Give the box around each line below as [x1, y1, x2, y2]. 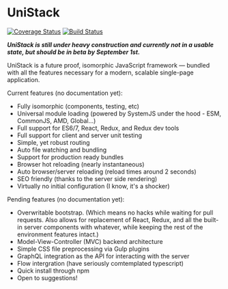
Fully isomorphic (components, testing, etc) [16, 102, 140, 110]
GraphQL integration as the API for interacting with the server [16, 251, 190, 260]
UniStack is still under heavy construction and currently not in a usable [7, 40, 214, 49]
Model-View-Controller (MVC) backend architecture [16, 237, 163, 245]
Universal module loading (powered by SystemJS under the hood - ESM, [16, 109, 222, 118]
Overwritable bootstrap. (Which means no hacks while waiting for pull [16, 208, 214, 217]
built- [203, 215, 219, 223]
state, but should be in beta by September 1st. [7, 48, 141, 56]
